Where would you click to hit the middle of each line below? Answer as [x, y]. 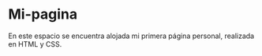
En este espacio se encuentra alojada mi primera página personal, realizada [131, 36]
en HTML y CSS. [35, 44]
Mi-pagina [43, 14]
